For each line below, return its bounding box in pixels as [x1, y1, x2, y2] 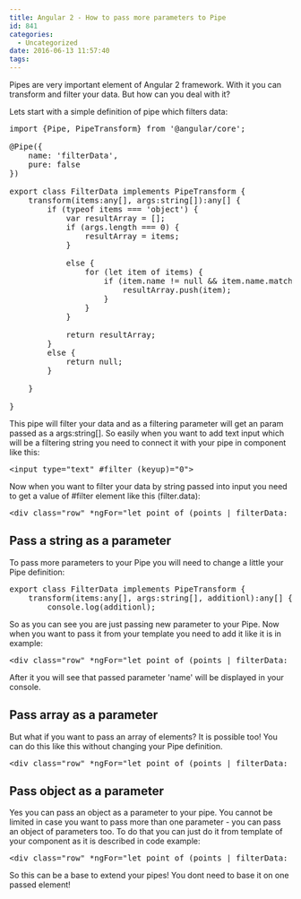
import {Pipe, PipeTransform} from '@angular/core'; [9, 124, 246, 134]
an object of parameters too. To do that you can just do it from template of [9, 826, 283, 837]
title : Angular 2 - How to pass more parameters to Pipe [9, 13, 227, 22]
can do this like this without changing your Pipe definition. [9, 740, 223, 751]
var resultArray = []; [65, 213, 166, 223]
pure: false [28, 160, 81, 169]
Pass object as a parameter [9, 783, 164, 799]
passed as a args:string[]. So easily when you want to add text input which [9, 428, 285, 438]
